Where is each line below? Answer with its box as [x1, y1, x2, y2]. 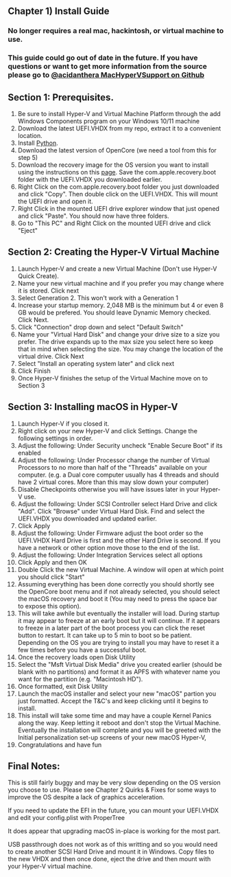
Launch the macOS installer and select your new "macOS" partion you [17, 690, 217, 698]
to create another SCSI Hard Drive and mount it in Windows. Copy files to [8, 847, 215, 856]
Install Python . [17, 139, 59, 147]
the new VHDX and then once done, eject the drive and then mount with [8, 855, 211, 863]
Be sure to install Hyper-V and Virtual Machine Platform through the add [17, 110, 221, 118]
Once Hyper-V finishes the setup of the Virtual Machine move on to [17, 374, 208, 382]
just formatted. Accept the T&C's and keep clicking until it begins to [17, 696, 208, 705]
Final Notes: [8, 760, 60, 772]
